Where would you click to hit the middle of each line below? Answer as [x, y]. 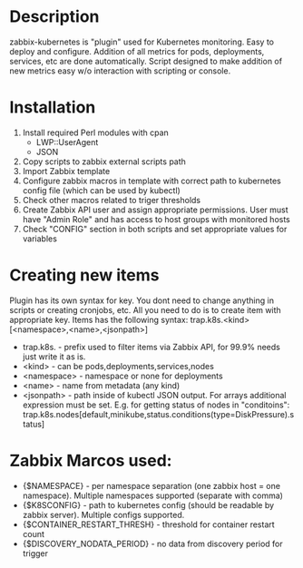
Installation [53, 108]
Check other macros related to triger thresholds [112, 200]
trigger [35, 553]
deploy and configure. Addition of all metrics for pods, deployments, [137, 51]
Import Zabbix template [66, 171]
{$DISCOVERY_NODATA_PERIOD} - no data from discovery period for [152, 544]
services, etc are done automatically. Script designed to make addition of [146, 61]
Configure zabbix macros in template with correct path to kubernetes [151, 181]
